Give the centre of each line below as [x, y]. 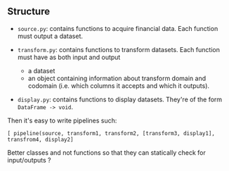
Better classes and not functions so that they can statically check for [106, 152]
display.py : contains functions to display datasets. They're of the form [120, 99]
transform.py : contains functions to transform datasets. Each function [118, 49]
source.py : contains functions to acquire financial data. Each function [118, 28]
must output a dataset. [50, 36]
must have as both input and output [69, 57]
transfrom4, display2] [40, 139]
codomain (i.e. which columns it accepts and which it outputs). [118, 85]
